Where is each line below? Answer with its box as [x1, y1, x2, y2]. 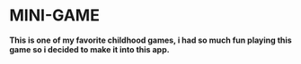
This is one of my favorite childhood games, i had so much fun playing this [9, 35, 292, 45]
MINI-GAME [9, 5, 101, 26]
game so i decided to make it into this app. [9, 44, 170, 54]
